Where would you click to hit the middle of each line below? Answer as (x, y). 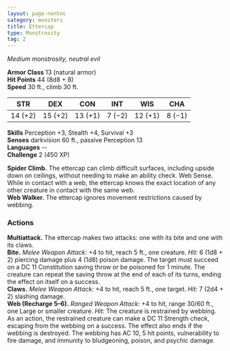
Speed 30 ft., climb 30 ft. (43, 87)
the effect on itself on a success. (54, 282)
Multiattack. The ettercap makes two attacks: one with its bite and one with (115, 238)
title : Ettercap (30, 26)
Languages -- (27, 148)
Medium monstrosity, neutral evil (54, 59)
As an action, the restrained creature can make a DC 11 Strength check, (108, 319)
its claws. (21, 245)
